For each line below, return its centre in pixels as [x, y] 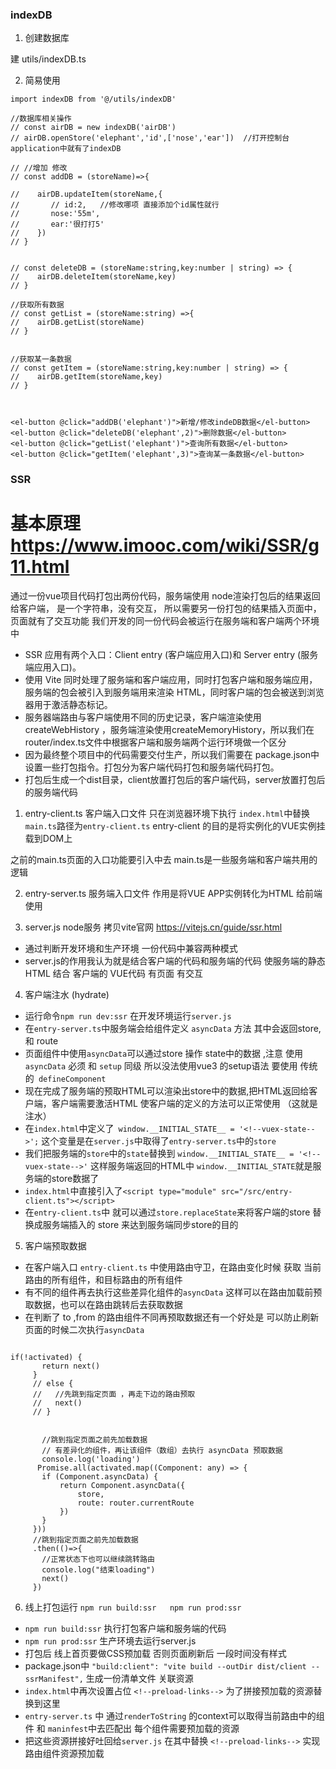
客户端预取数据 [55, 1246]
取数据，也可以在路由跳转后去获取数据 [103, 1305]
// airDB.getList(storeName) [77, 323]
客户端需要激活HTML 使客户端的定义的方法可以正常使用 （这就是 [184, 1104]
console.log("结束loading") [98, 1570]
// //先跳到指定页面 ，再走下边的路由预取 [114, 1394]
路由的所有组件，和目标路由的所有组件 [103, 1280]
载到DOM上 [48, 839]
